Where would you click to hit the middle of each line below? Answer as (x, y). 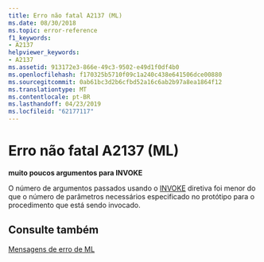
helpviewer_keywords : (44, 52)
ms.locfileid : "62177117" (51, 112)
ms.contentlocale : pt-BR (49, 97)
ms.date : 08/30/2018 (43, 23)
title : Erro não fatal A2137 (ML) (66, 15)
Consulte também (54, 230)
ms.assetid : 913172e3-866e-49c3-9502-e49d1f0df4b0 (94, 67)
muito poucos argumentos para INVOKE (76, 172)
